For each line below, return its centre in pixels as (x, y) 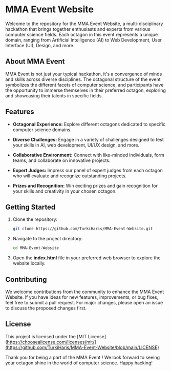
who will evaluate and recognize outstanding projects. (70, 176)
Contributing (26, 280)
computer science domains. (42, 130)
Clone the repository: (35, 219)
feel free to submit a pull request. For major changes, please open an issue (84, 302)
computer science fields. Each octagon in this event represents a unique (82, 34)
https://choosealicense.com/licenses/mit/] (51, 342)
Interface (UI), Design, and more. (40, 45)
